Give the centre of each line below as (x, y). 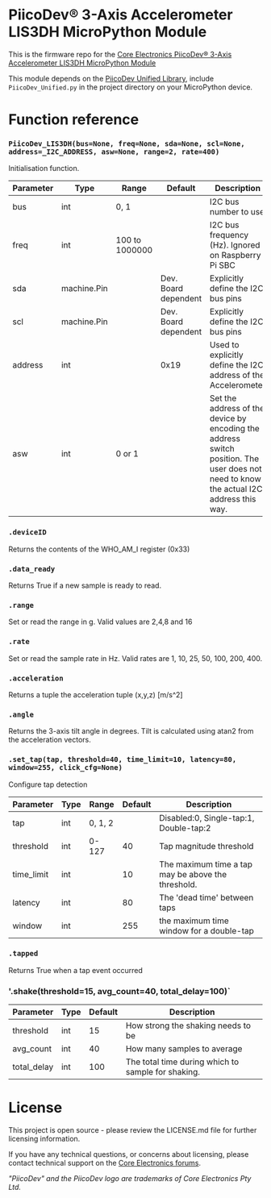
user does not (236, 469)
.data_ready (32, 569)
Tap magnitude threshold (206, 846)
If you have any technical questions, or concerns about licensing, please (129, 1154)
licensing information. (44, 1139)
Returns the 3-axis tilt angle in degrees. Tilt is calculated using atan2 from (131, 731)
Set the (223, 398)
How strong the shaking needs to (188, 1025)
